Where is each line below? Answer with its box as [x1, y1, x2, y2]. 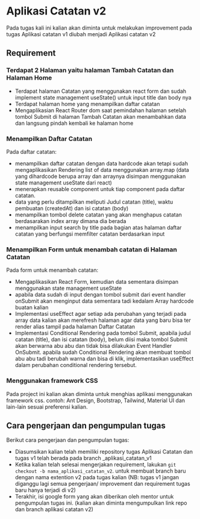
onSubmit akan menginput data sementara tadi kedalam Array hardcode [14, 297, 194, 305]
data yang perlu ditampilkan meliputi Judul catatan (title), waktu [14, 198, 173, 206]
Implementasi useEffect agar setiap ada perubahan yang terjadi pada [14, 310, 187, 318]
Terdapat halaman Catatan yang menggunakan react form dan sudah [14, 87, 187, 95]
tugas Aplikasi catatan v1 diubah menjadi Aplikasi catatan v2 [6, 30, 156, 37]
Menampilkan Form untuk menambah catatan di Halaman [6, 245, 178, 254]
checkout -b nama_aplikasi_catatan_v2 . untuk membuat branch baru [14, 467, 186, 474]
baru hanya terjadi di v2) [14, 486, 77, 494]
